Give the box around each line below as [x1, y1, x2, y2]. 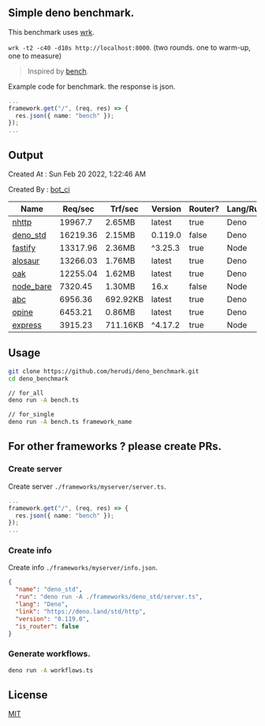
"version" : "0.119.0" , [15, 614, 90, 623]
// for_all [8, 389, 44, 397]
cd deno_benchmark [8, 375, 69, 383]
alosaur [12, 255, 40, 266]
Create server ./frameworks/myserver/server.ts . [8, 482, 166, 491]
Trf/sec [110, 203, 140, 214]
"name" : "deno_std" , [15, 585, 83, 594]
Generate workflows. [8, 648, 91, 660]
